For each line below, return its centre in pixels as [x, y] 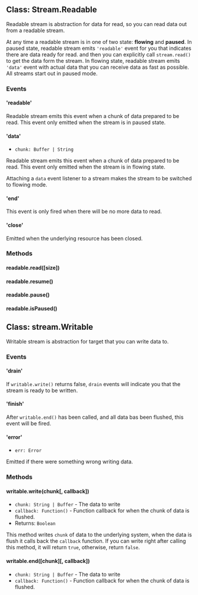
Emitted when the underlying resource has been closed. [75, 238]
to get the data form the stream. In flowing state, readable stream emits [93, 61]
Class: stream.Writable [50, 327]
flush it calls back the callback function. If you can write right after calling [96, 541]
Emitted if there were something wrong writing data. [70, 462]
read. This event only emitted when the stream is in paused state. [86, 122]
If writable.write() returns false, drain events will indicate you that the [93, 384]
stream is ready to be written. [42, 390]
